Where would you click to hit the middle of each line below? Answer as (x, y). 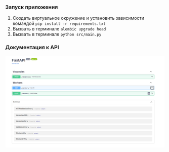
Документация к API (32, 48)
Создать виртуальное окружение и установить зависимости (78, 18)
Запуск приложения (32, 7)
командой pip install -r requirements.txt (59, 23)
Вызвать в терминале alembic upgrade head (59, 29)
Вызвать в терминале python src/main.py (57, 34)
